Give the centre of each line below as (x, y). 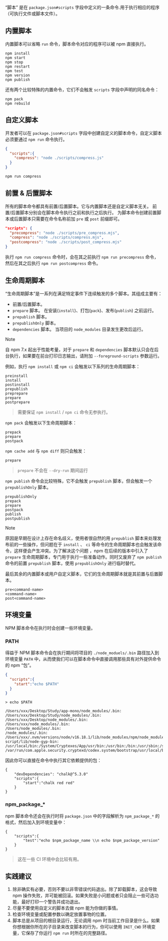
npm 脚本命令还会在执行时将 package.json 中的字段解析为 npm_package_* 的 (82, 816)
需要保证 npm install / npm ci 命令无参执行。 (64, 412)
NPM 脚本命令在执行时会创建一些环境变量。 (50, 628)
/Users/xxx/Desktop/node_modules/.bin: (47, 720)
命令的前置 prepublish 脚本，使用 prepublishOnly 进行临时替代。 (72, 563)
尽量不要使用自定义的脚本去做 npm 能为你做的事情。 (66, 908)
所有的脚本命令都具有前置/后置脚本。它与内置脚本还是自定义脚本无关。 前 (81, 206)
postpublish (17, 519)
